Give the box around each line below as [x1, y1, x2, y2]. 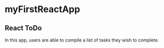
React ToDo [5, 24, 42, 32]
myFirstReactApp [5, 4, 80, 15]
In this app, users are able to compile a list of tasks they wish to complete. [5, 37, 159, 43]
